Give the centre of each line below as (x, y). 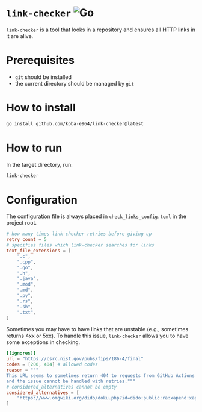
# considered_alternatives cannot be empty (62, 387)
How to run (34, 148)
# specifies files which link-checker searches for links (80, 245)
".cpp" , (26, 262)
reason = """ (23, 370)
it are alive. (20, 36)
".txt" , (26, 312)
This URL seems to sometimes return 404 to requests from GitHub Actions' (102, 376)
